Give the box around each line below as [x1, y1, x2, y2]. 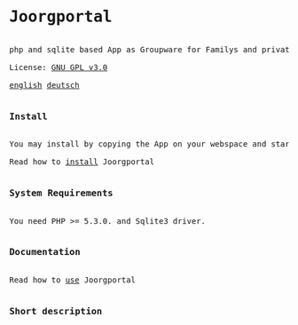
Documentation [9, 246, 82, 258]
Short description [9, 305, 103, 317]
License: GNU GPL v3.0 [9, 62, 108, 72]
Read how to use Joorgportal [9, 274, 136, 285]
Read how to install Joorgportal [9, 157, 155, 167]
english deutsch [9, 80, 80, 90]
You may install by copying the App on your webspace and [9, 139, 267, 149]
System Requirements [9, 187, 114, 199]
